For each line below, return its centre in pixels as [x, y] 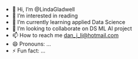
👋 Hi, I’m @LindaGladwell [43, 9]
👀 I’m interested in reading [45, 16]
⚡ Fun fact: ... [29, 51]
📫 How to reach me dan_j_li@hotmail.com [65, 35]
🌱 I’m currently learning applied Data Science [69, 22]
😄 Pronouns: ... [32, 44]
